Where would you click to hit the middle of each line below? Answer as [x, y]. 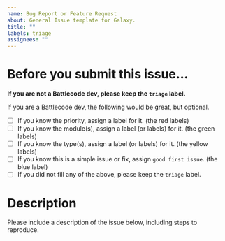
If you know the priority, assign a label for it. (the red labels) [103, 121]
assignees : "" [28, 40]
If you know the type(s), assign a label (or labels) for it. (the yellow [112, 144]
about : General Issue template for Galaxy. [72, 20]
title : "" [22, 27]
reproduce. [23, 230]
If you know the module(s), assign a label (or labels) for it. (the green [116, 129]
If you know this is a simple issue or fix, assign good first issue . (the [117, 159]
